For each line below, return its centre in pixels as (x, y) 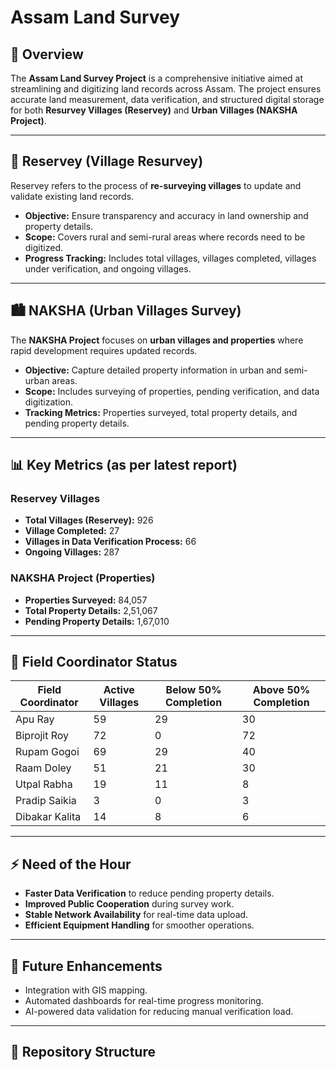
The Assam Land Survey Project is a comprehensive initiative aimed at (157, 78)
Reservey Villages (55, 498)
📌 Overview (47, 54)
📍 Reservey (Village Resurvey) (107, 161)
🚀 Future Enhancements (86, 966)
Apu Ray (35, 719)
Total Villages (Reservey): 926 (89, 520)
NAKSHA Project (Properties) (83, 578)
